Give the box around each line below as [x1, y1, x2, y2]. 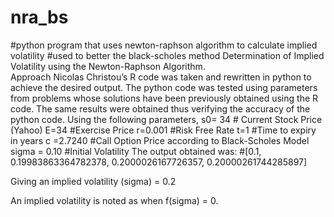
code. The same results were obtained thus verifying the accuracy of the [10, 102, 311, 115]
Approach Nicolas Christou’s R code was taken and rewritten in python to [10, 71, 312, 83]
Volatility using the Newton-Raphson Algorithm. [10, 60, 206, 72]
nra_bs [10, 6, 69, 29]
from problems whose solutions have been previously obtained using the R [10, 92, 319, 104]
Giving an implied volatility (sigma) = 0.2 [10, 175, 177, 187]
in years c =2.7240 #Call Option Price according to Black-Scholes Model [10, 134, 310, 146]
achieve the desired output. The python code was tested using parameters [10, 81, 318, 93]
